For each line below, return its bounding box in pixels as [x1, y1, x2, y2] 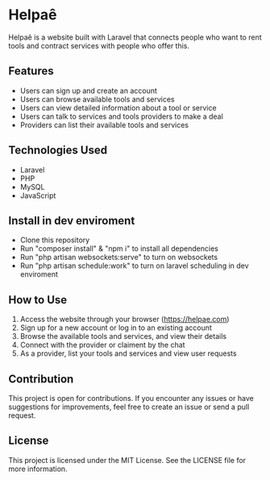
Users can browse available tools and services [19, 94, 175, 104]
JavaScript [19, 190, 56, 200]
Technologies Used [8, 144, 107, 157]
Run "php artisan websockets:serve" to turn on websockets [19, 253, 218, 262]
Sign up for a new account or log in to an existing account [19, 323, 212, 332]
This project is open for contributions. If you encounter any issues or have [8, 394, 254, 403]
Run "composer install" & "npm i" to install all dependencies [19, 244, 219, 253]
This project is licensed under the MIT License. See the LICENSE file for [8, 455, 247, 465]
